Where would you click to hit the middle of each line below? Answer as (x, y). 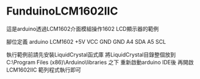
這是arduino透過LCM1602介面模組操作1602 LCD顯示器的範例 (83, 29)
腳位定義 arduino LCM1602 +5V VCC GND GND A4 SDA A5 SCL (86, 41)
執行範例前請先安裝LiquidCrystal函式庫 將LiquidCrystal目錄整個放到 (91, 54)
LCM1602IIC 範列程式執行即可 (44, 70)
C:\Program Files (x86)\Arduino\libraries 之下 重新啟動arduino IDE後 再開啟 (100, 62)
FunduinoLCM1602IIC (62, 11)
